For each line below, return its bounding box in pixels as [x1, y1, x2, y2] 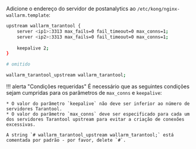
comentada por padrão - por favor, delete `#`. [6, 137, 127, 143]
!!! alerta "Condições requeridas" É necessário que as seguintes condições [6, 83, 190, 90]
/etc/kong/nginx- [137, 6, 180, 12]
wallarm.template [6, 13, 49, 18]
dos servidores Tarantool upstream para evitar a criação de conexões [6, 116, 185, 122]
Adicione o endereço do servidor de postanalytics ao [6, 5, 136, 12]
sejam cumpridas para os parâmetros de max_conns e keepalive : [6, 89, 162, 96]
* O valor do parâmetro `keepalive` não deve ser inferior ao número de [6, 101, 190, 107]
